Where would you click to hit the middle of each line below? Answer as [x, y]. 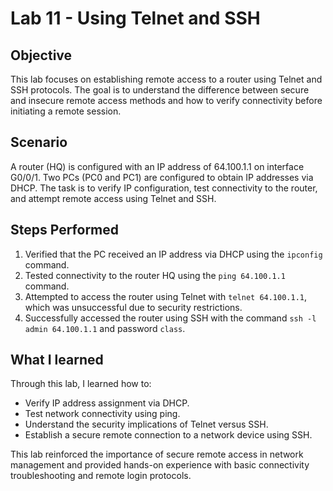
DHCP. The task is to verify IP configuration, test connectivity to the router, [164, 188]
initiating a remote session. [66, 111]
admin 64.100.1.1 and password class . [105, 328]
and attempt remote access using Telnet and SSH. [113, 198]
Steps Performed [65, 230]
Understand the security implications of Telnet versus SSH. [146, 424]
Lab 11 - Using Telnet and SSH [135, 18]
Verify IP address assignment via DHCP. [107, 403]
